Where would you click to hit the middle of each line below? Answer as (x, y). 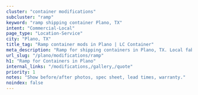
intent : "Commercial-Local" (41, 28)
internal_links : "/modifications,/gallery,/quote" (70, 66)
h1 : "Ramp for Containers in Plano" (51, 61)
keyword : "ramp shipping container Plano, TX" (64, 22)
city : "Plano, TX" (29, 39)
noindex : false (25, 83)
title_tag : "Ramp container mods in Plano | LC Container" (80, 45)
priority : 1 (21, 72)
